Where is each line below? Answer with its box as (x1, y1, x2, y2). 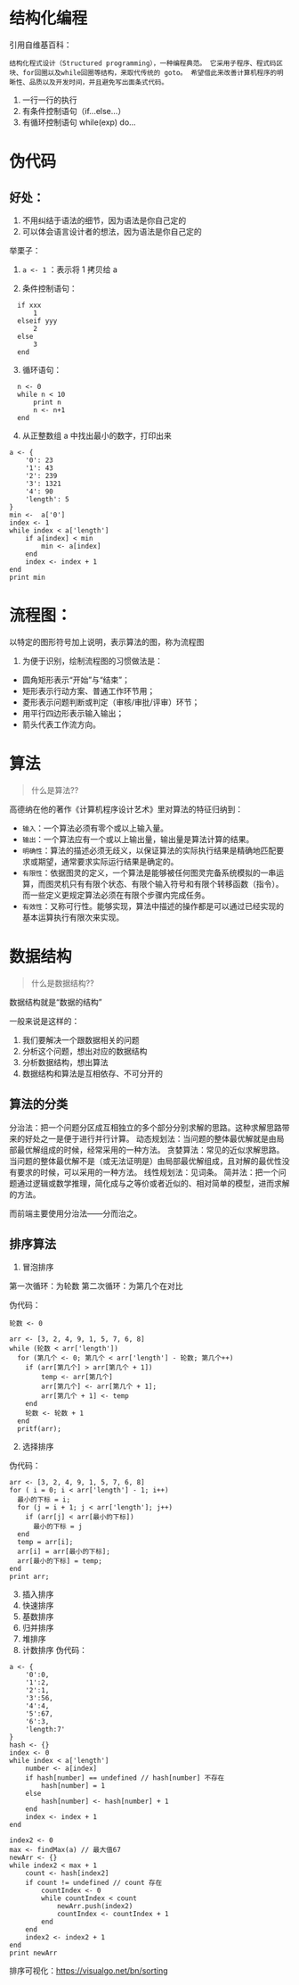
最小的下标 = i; (17, 1495, 71, 1504)
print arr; (9, 1572, 50, 1582)
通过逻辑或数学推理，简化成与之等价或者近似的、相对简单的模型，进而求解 (16, 1178, 290, 1188)
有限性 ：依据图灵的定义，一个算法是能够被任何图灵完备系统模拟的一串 (21, 867, 277, 878)
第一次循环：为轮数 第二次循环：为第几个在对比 (9, 1281, 183, 1292)
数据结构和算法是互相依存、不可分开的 (21, 1068, 163, 1079)
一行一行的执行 (21, 95, 77, 105)
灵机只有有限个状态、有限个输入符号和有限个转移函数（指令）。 (53, 878, 284, 889)
